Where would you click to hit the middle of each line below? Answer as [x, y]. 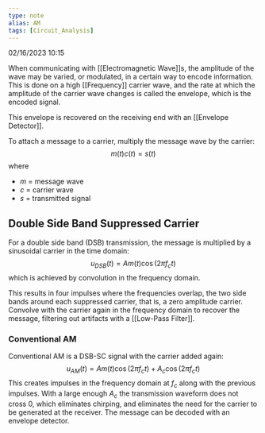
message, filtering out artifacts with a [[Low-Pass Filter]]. [102, 318]
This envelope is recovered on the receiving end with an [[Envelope [118, 118]
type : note [26, 15]
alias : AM [25, 23]
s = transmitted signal [55, 199]
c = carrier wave [46, 190]
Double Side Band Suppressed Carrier [104, 223]
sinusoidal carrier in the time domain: [69, 251]
